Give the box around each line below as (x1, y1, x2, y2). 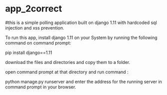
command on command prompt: (5, 39, 71, 45)
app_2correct (5, 3, 62, 14)
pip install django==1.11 (5, 49, 52, 55)
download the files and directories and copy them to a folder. (5, 59, 131, 65)
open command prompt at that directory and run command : (5, 68, 129, 75)
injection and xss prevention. (5, 24, 64, 30)
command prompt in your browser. (5, 83, 76, 90)
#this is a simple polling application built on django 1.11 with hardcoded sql (5, 19, 157, 25)
